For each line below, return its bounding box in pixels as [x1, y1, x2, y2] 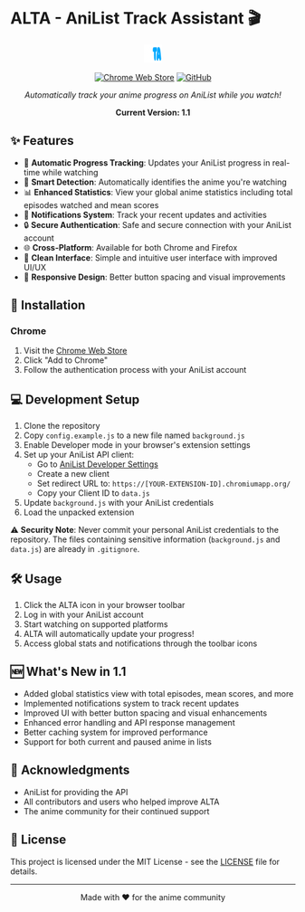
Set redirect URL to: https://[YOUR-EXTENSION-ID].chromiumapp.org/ [36, 478, 291, 489]
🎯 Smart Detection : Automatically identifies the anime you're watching [23, 176, 288, 187]
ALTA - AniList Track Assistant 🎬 [10, 8, 262, 29]
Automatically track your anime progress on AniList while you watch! [24, 89, 281, 100]
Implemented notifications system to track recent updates [23, 698, 239, 708]
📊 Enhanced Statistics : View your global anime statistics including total [23, 186, 293, 197]
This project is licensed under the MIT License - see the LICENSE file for [10, 856, 280, 867]
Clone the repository [23, 421, 100, 432]
